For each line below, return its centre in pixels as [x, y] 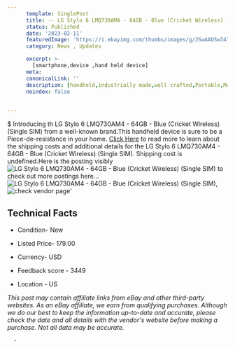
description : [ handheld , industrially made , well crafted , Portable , [124, 85]
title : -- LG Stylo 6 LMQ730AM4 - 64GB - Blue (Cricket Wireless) [124, 20]
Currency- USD [40, 257]
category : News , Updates [63, 46]
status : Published [52, 27]
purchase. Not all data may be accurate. [66, 327]
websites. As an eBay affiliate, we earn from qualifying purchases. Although [117, 305]
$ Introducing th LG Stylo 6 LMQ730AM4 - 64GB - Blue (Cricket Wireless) [114, 124]
